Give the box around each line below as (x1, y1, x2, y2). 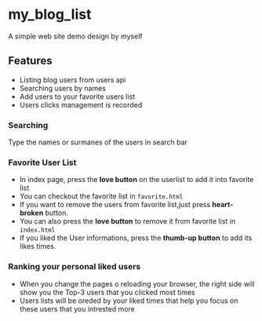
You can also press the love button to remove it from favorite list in (19, 217, 236, 226)
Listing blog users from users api (19, 75, 126, 84)
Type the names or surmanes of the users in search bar (8, 137, 188, 147)
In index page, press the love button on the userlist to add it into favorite (19, 175, 254, 184)
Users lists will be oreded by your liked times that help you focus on (19, 296, 238, 305)
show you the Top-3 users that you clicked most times (19, 287, 195, 297)
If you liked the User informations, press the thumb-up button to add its (19, 233, 253, 243)
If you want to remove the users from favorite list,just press (19, 200, 211, 210)
